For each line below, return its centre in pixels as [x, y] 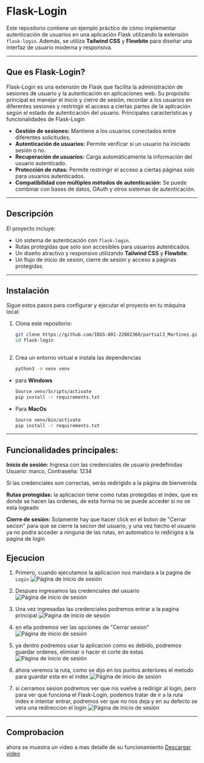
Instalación [28, 291]
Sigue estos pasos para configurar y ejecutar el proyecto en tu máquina [96, 306]
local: [13, 312]
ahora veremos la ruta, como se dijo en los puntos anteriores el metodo [104, 670]
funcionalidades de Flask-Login [46, 119]
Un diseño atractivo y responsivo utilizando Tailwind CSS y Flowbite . [102, 253]
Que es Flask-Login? [46, 72]
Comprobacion [35, 732]
